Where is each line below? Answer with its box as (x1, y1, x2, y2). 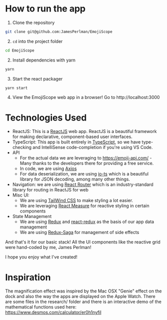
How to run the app (5, 3, 86, 14)
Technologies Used (5, 112, 87, 123)
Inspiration (5, 271, 51, 283)
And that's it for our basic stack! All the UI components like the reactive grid (5, 239, 161, 245)
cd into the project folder (12, 38, 63, 44)
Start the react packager (12, 75, 63, 81)
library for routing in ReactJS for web (12, 187, 89, 193)
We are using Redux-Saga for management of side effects (19, 229, 140, 235)
